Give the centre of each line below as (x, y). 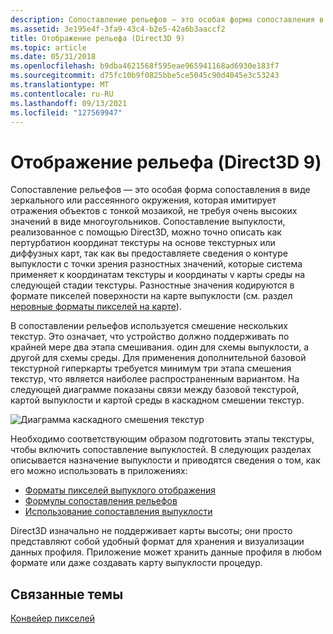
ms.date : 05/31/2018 (53, 57)
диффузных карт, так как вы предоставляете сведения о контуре (149, 253)
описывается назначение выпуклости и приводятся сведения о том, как (165, 460)
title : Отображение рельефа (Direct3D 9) (98, 38)
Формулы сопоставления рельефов (101, 501)
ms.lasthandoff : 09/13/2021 (69, 103)
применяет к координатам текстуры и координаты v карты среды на (158, 275)
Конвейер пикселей (52, 618)
